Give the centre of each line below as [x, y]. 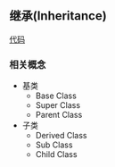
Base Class [56, 96]
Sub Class [54, 145]
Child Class [56, 154]
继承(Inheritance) [58, 16]
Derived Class [61, 136]
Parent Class [59, 115]
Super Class [58, 105]
